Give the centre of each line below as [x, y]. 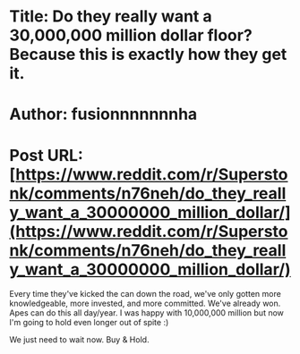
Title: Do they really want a [111, 17]
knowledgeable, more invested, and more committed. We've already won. [145, 303]
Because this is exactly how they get [148, 55]
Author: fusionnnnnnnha [103, 114]
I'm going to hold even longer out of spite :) [89, 323]
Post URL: [46, 155]
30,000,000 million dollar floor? [131, 35]
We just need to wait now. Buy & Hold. [79, 340]
